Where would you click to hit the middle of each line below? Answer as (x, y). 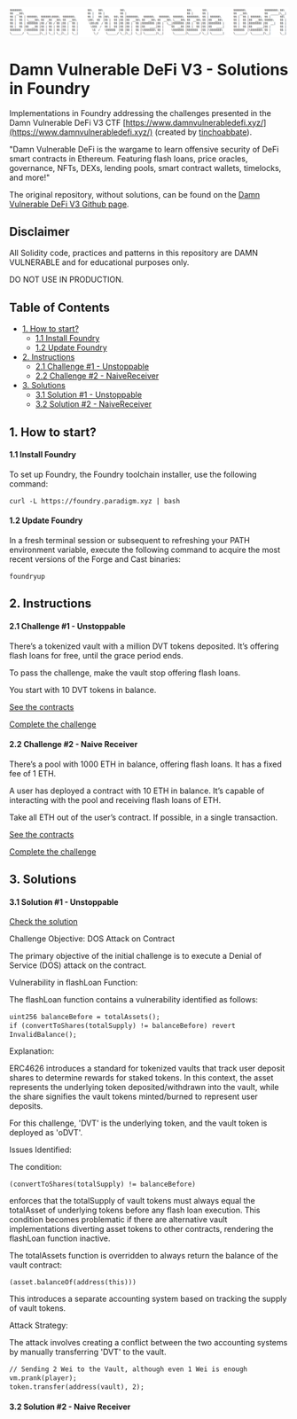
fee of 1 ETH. (33, 773)
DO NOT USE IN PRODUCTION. (66, 280)
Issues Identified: (41, 1150)
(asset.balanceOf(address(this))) (73, 1283)
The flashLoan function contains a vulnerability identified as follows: (134, 1000)
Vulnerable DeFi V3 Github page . (69, 204)
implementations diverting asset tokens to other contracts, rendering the (141, 1229)
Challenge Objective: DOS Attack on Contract (92, 939)
